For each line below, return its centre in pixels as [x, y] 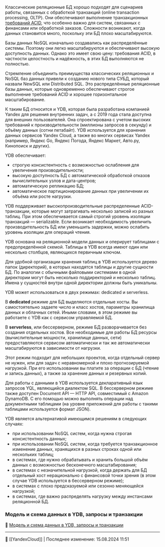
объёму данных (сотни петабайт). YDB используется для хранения [75, 130]
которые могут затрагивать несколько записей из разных [93, 211]
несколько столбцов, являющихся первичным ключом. [63, 252]
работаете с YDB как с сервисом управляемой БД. [59, 317]
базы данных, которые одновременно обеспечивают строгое [70, 89]
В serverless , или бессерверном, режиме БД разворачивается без [76, 327]
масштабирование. [25, 100]
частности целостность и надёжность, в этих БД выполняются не [74, 58]
